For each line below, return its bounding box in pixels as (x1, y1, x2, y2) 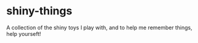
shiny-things (6, 4, 72, 18)
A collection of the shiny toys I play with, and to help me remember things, (6, 24, 193, 31)
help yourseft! (6, 30, 41, 37)
